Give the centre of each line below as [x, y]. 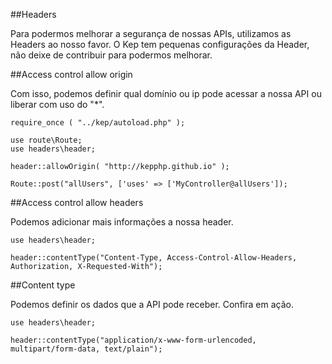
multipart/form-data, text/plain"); [86, 349]
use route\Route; [46, 140]
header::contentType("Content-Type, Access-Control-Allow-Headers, [154, 258]
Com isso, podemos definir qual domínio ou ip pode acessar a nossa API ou [166, 93]
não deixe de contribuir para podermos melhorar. [111, 55]
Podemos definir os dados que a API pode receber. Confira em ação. [152, 304]
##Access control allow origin [71, 74]
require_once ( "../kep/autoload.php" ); [98, 123]
